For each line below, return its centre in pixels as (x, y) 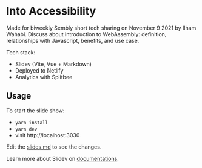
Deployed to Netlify (39, 70)
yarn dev (26, 129)
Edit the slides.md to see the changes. (54, 147)
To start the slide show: (35, 111)
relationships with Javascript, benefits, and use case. (73, 40)
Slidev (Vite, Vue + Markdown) (53, 64)
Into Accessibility (51, 11)
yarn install (32, 123)
